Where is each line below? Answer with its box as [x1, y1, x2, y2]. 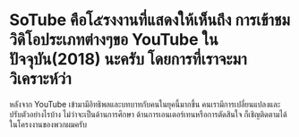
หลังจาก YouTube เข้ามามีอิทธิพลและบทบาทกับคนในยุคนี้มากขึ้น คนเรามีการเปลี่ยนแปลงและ [9, 98, 281, 109]
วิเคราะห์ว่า [9, 69, 72, 90]
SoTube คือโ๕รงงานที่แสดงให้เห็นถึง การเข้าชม [9, 10, 291, 30]
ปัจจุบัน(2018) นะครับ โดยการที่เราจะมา [9, 49, 248, 70]
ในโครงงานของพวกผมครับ [9, 118, 88, 130]
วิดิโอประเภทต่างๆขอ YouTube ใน [9, 30, 219, 50]
